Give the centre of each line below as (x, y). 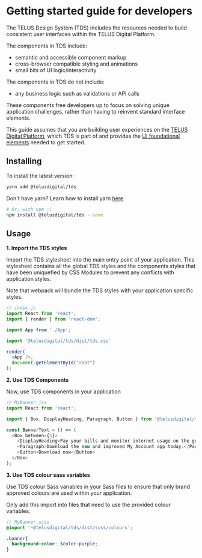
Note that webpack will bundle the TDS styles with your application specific (100, 290)
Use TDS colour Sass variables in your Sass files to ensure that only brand (98, 486)
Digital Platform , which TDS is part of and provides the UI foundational (93, 136)
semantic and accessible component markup (71, 57)
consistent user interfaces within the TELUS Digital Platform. (81, 34)
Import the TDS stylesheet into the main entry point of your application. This (100, 260)
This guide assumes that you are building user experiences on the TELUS (97, 129)
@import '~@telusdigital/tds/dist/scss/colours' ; (70, 527)
